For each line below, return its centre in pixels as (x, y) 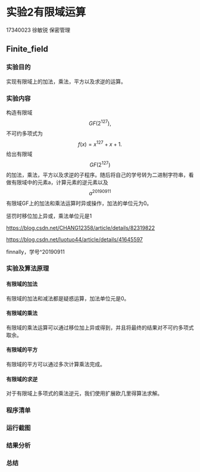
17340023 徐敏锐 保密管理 (38, 30)
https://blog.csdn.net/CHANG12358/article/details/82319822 (81, 228)
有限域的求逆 (22, 379)
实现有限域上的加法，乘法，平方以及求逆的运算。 (66, 81)
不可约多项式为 (24, 133)
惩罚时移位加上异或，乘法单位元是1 (49, 216)
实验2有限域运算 (46, 12)
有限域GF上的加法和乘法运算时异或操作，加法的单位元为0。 (79, 203)
